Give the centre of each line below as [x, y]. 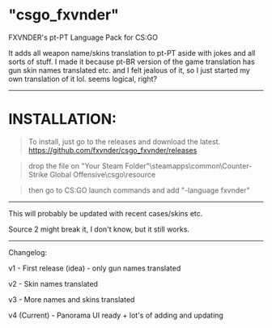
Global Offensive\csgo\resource [103, 174]
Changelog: [28, 252]
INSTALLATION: [63, 119]
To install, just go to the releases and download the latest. [124, 141]
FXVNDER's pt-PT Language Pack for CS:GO [83, 37]
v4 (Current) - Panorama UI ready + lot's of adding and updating [116, 315]
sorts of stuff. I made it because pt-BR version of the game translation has [132, 62]
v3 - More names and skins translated [72, 299]
